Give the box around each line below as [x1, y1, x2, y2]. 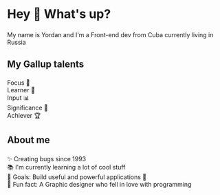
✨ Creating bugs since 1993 [7, 154, 87, 163]
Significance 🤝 [7, 103, 48, 112]
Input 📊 [7, 94, 30, 102]
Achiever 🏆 [7, 112, 41, 120]
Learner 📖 [7, 86, 36, 94]
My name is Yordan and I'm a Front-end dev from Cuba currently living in [7, 31, 214, 39]
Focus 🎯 [7, 79, 30, 87]
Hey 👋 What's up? [7, 6, 111, 22]
